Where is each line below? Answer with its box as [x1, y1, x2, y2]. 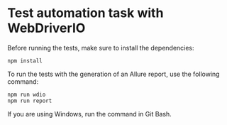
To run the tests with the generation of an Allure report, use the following [7, 70, 220, 78]
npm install [7, 57, 43, 65]
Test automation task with [7, 5, 164, 21]
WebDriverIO [7, 20, 86, 36]
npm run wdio [7, 91, 46, 98]
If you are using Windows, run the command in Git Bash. [7, 109, 172, 118]
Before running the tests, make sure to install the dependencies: [7, 43, 194, 52]
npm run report [7, 97, 52, 104]
